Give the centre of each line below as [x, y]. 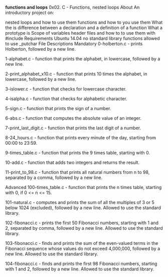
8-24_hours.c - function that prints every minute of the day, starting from [81, 137]
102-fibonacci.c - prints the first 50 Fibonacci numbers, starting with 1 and [82, 223]
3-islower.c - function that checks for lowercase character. [66, 89]
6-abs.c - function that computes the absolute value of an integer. [73, 118]
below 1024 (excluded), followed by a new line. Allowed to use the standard [83, 208]
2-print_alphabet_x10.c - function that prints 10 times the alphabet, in [76, 74]
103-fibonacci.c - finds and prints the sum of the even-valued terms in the [82, 243]
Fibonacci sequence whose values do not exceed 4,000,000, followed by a [83, 249]
